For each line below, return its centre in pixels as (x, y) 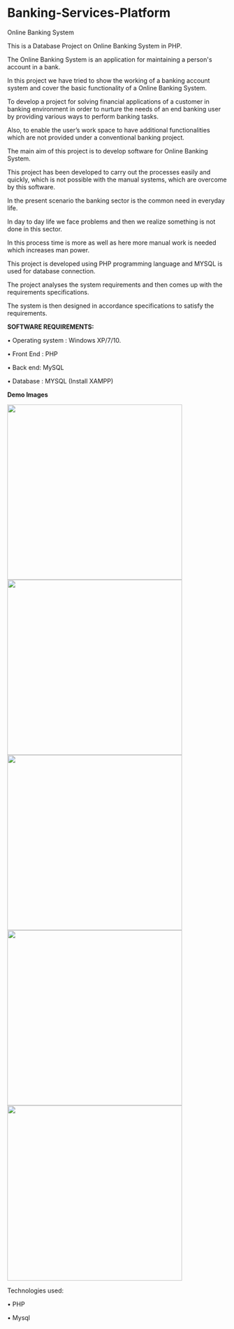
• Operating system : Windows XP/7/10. (64, 340)
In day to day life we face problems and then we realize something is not (111, 221)
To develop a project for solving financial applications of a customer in (108, 101)
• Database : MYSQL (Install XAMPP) (60, 381)
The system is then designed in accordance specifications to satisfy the (111, 306)
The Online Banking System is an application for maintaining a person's (110, 59)
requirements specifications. (48, 292)
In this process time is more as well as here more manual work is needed (112, 243)
